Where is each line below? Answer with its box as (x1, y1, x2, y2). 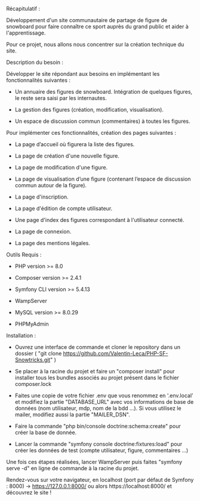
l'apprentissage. (6, 29, 46, 36)
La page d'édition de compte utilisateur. (14, 205, 113, 212)
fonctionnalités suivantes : (6, 77, 70, 83)
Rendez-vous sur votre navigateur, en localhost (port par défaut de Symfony (6, 477, 194, 483)
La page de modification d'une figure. (14, 164, 108, 171)
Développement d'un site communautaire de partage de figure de (6, 17, 168, 23)
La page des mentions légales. (14, 240, 91, 246)
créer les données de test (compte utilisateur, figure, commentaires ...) (14, 447, 189, 454)
